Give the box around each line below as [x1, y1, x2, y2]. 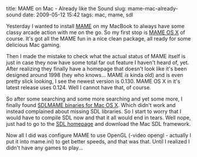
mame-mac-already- [127, 5, 178, 12]
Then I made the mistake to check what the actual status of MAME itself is [6, 53, 186, 59]
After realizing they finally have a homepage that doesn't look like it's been [6, 65, 187, 72]
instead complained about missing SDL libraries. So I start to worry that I [6, 108, 182, 115]
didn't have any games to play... [6, 144, 84, 151]
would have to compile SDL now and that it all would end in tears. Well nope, [6, 114, 191, 121]
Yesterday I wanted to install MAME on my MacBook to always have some [6, 23, 185, 29]
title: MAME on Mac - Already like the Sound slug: [6, 5, 126, 12]
